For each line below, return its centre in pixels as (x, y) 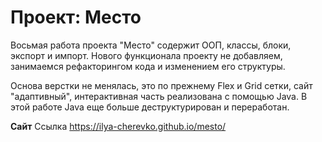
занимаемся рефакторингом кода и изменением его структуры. (148, 66)
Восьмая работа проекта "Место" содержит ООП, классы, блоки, (151, 45)
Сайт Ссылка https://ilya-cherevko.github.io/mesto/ (118, 126)
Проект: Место (76, 17)
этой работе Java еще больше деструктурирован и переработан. (150, 107)
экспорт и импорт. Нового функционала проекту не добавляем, (146, 55)
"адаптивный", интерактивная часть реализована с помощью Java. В (159, 96)
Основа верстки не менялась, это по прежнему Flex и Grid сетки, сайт (161, 85)
